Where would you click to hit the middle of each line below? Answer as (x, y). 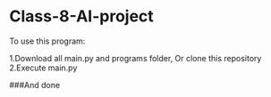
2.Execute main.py (43, 68)
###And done (35, 85)
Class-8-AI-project (81, 16)
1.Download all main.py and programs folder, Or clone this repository (135, 58)
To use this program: (47, 41)
